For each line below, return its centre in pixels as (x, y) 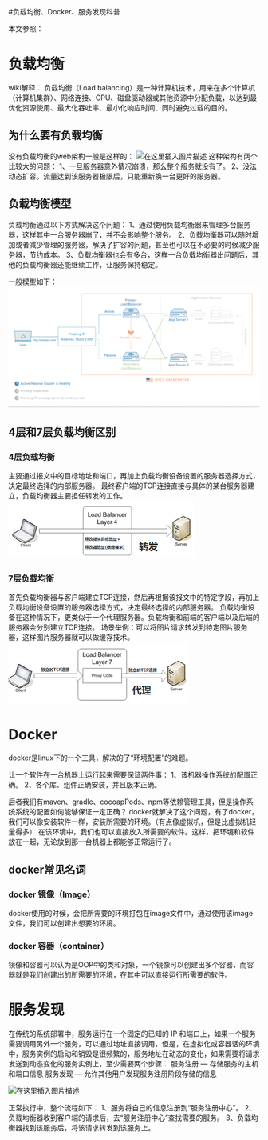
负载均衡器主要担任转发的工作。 (75, 496)
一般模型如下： (33, 282)
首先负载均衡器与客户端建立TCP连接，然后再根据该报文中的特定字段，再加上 (134, 598)
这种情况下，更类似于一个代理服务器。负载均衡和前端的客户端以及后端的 (141, 618)
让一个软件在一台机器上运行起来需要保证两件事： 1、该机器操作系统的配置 (130, 775)
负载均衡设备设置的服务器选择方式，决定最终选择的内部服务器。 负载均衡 (128, 607)
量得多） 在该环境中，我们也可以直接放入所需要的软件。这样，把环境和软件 (132, 832)
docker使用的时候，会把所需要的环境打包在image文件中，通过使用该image (131, 913)
